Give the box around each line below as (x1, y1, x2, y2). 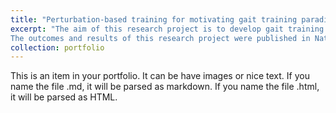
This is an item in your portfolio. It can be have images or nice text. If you (10, 70, 310, 82)
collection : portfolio (10, 42, 105, 53)
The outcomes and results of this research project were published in (10, 33, 311, 43)
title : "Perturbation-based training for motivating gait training (10, 14, 298, 25)
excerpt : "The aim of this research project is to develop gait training (10, 24, 325, 34)
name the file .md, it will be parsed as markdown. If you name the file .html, (10, 81, 320, 93)
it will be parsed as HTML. (10, 91, 118, 103)
